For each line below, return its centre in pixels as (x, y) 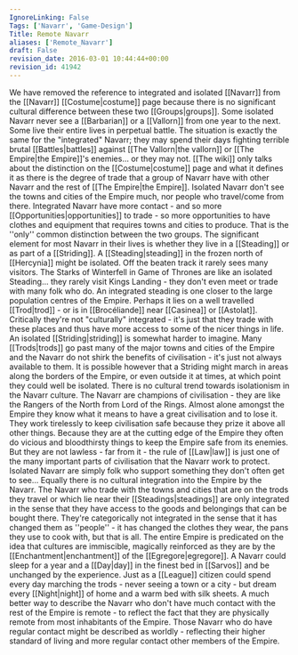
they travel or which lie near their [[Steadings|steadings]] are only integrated (149, 498)
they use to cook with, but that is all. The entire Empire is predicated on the (147, 537)
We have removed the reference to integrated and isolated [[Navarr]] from (145, 92)
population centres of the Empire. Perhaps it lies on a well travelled (132, 300)
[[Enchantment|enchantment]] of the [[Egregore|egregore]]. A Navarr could (148, 555)
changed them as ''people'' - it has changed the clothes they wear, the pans (149, 527)
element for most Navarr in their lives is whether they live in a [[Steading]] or (149, 243)
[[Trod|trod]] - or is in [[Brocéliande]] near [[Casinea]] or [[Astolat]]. (133, 310)
